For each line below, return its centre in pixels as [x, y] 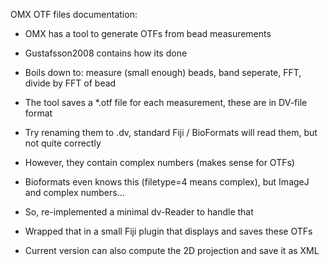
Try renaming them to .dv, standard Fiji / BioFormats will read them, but [171, 132]
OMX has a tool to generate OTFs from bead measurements [148, 33]
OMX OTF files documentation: [74, 14]
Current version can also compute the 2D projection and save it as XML [172, 250]
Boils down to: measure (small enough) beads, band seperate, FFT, [163, 72]
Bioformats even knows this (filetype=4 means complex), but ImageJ [167, 182]
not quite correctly [63, 143]
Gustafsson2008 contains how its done [106, 53]
